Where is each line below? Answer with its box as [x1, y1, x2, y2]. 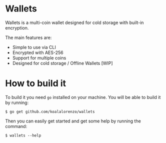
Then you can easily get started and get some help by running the [5, 118, 141, 124]
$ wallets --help [5, 133, 41, 138]
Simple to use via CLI [12, 44, 56, 50]
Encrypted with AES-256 [12, 49, 63, 55]
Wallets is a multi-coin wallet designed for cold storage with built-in [5, 19, 144, 25]
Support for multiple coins [12, 54, 66, 60]
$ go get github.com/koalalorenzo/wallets [5, 109, 95, 114]
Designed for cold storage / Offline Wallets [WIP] [12, 60, 113, 66]
